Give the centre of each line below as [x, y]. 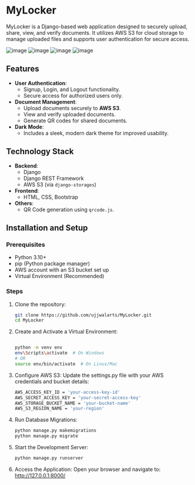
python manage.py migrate [46, 436]
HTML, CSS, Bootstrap [51, 197]
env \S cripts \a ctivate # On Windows [59, 353]
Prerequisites [26, 245]
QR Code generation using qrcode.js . [69, 209]
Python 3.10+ [31, 257]
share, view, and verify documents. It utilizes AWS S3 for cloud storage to [95, 32]
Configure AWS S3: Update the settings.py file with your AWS [89, 375]
